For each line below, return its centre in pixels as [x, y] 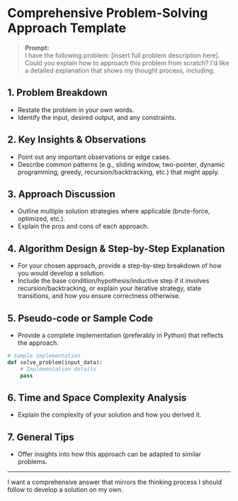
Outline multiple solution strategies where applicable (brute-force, [114, 211]
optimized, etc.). [41, 219]
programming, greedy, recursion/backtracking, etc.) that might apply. [118, 172]
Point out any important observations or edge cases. [94, 157]
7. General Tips [41, 437]
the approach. [38, 343]
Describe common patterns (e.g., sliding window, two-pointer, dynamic [121, 164]
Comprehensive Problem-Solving [108, 13]
